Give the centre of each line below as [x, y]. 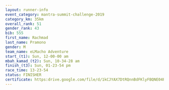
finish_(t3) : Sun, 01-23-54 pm [38, 65]
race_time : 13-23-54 [27, 70]
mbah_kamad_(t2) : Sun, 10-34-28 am [43, 61]
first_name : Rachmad [27, 38]
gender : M [16, 47]
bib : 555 [14, 33]
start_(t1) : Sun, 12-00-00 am [37, 56]
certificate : [19, 79]
